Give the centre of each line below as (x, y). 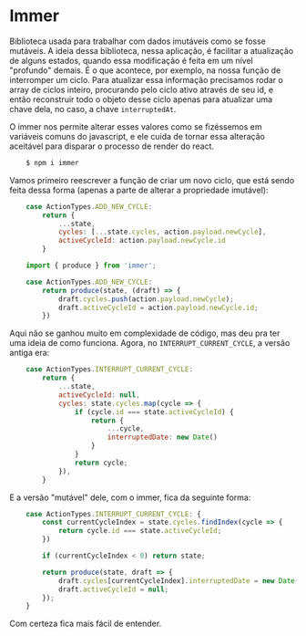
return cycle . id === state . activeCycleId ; (140, 531)
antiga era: (30, 353)
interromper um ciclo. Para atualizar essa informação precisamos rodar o (147, 79)
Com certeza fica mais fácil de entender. (86, 624)
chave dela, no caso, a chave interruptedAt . (93, 109)
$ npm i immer (52, 162)
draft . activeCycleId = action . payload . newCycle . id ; (158, 308)
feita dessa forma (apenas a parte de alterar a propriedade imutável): (139, 190)
